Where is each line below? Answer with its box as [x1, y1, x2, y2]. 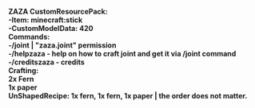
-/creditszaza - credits [8, 57, 86, 67]
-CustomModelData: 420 [8, 24, 94, 33]
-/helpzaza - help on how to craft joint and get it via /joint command [8, 49, 237, 58]
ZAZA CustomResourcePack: [8, 7, 108, 16]
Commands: [8, 32, 50, 41]
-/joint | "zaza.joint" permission [8, 40, 117, 50]
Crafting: [8, 66, 39, 75]
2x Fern [8, 75, 34, 83]
